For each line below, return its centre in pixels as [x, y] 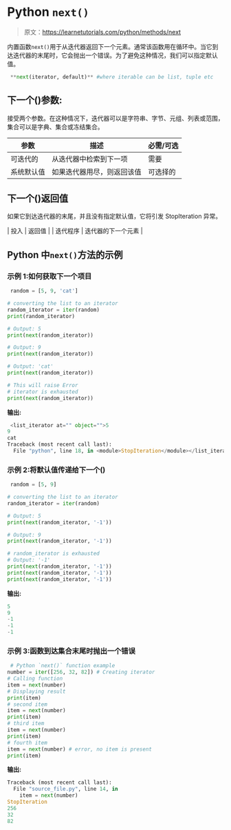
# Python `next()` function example [63, 666]
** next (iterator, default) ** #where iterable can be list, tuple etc [112, 77]
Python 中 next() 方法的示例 [65, 255]
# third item [26, 724]
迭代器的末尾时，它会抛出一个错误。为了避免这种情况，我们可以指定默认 [115, 55]
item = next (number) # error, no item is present [80, 749]
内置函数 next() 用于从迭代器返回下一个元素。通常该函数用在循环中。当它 [110, 46]
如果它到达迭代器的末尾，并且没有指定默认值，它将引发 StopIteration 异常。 [114, 216]
